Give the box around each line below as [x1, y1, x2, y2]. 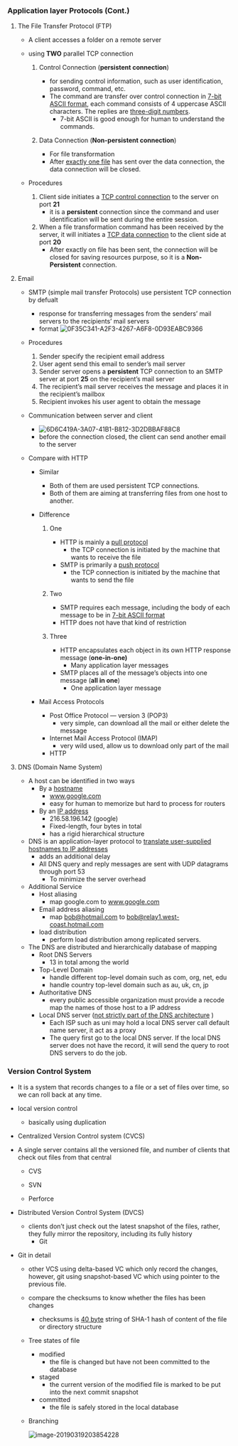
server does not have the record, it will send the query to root [49, 1041, 229, 1050]
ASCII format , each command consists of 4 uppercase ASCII [49, 100, 227, 108]
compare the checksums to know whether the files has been [28, 1293, 206, 1302]
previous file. [28, 1280, 67, 1288]
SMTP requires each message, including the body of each [60, 603, 231, 612]
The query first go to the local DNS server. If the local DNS [49, 1033, 221, 1042]
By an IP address [38, 807, 89, 816]
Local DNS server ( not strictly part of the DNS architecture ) [38, 1011, 215, 1019]
